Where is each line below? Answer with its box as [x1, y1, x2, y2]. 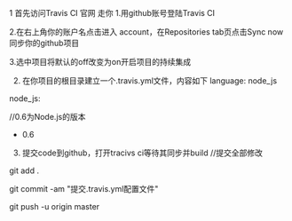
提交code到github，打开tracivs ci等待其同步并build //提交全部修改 [21, 147, 264, 158]
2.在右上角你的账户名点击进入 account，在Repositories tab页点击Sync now [9, 27, 284, 37]
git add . [9, 165, 40, 176]
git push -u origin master [9, 201, 100, 211]
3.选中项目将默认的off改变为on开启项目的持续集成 [9, 57, 192, 67]
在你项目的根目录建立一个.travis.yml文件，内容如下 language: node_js [21, 75, 278, 86]
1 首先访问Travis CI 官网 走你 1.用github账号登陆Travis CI [9, 8, 216, 18]
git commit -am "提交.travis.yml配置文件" [9, 184, 159, 193]
